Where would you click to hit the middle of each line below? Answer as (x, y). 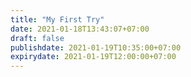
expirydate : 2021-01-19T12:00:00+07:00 (93, 57)
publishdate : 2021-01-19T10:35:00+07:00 (96, 47)
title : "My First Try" (57, 19)
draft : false (37, 38)
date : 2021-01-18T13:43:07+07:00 (80, 29)
